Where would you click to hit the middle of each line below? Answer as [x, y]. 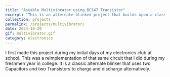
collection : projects [28, 19]
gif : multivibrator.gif [30, 33]
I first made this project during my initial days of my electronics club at [78, 52]
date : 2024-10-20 [24, 29]
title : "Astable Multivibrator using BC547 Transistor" [65, 10]
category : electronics [29, 38]
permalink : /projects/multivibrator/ [45, 24]
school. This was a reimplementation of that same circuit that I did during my [85, 58]
